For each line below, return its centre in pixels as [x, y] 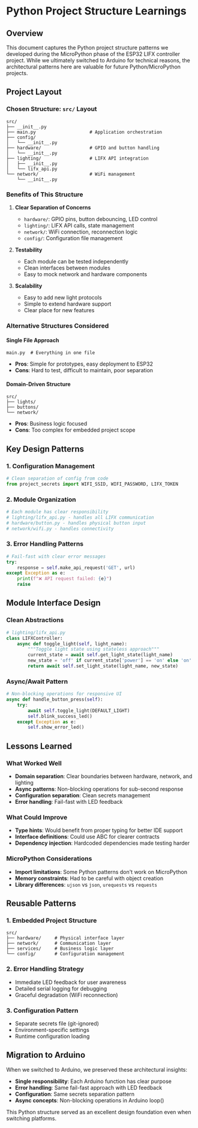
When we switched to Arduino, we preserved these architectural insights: [97, 1069]
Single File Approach [33, 340]
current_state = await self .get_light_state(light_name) [100, 655]
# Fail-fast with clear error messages [56, 556]
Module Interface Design [53, 603]
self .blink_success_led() [60, 716]
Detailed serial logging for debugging [61, 988]
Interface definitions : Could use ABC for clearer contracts [87, 837]
